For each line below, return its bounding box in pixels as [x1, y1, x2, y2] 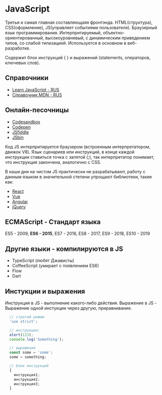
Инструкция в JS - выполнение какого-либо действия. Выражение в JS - [5, 300, 157, 306]
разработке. [5, 45, 31, 51]
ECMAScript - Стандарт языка [5, 217, 101, 226]
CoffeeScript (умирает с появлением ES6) [12, 263, 99, 269]
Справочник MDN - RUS [12, 92, 62, 98]
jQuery [12, 204, 26, 210]
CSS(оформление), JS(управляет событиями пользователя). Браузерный [5, 24, 158, 30]
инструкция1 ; [14, 372, 40, 377]
